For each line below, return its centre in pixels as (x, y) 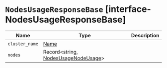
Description (145, 35)
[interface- (128, 9)
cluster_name (23, 44)
